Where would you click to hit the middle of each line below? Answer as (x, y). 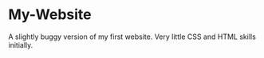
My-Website (50, 15)
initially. (21, 44)
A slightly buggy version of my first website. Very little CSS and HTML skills (132, 37)
